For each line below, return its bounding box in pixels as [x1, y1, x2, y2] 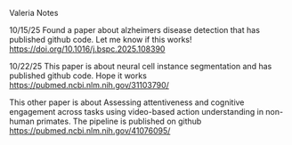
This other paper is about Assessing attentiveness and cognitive [9, 97, 245, 108]
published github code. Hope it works [9, 70, 147, 81]
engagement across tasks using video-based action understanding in [9, 107, 264, 117]
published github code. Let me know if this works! [9, 35, 192, 44]
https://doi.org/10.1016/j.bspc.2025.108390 [9, 44, 166, 54]
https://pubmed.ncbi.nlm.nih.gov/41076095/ [9, 125, 171, 136]
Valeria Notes [9, 8, 59, 18]
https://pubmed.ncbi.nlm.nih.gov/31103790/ [9, 80, 169, 90]
